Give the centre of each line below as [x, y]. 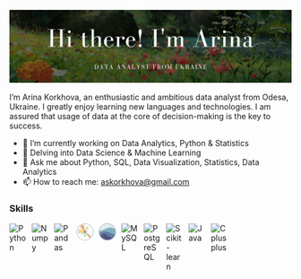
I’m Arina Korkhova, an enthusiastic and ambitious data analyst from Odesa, [149, 97]
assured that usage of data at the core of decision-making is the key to [140, 117]
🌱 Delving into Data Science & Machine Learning [112, 153]
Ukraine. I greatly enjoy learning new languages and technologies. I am [140, 107]
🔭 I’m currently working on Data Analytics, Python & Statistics [135, 144]
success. [26, 126]
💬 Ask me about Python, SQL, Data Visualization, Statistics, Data [141, 162]
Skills [21, 209]
